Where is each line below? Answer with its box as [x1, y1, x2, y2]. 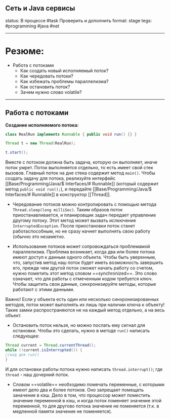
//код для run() [5, 352, 39, 357]
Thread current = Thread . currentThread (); [5, 343, 96, 348]
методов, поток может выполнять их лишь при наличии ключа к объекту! [5, 301, 165, 308]
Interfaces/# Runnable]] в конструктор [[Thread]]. [5, 192, 111, 198]
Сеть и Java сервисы [5, 4, 75, 13]
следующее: [12, 333, 39, 339]
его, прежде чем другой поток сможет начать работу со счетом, [12, 265, 154, 271]
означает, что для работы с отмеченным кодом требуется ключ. [12, 276, 153, 282]
